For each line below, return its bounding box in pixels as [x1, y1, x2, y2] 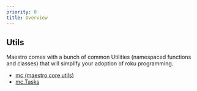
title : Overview [6, 15, 48, 21]
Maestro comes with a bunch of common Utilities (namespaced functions [6, 53, 191, 61]
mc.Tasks [15, 78, 40, 86]
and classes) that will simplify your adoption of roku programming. [6, 60, 174, 67]
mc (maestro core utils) [15, 71, 75, 79]
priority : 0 [6, 9, 37, 15]
